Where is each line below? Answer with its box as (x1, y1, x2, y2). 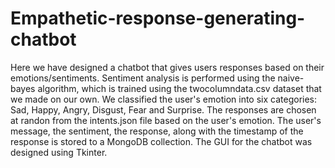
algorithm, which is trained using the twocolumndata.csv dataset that (37, 82, 322, 94)
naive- (277, 72, 305, 84)
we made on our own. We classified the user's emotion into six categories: (10, 93, 318, 105)
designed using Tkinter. (10, 146, 108, 158)
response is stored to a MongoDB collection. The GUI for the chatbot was (10, 135, 313, 147)
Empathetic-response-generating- (10, 7, 306, 30)
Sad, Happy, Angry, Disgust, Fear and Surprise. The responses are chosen (10, 103, 317, 116)
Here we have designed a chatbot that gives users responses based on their (10, 61, 325, 73)
